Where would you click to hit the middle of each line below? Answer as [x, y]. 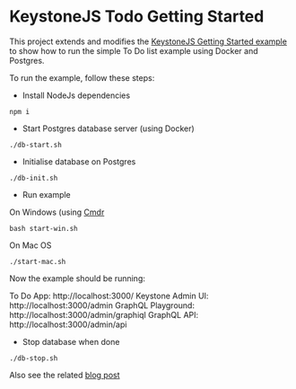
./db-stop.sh [34, 358]
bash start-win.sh [44, 228]
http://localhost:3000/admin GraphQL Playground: [102, 305]
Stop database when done [71, 341]
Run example [47, 194]
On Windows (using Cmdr [57, 212]
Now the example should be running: [78, 278]
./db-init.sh [34, 178]
